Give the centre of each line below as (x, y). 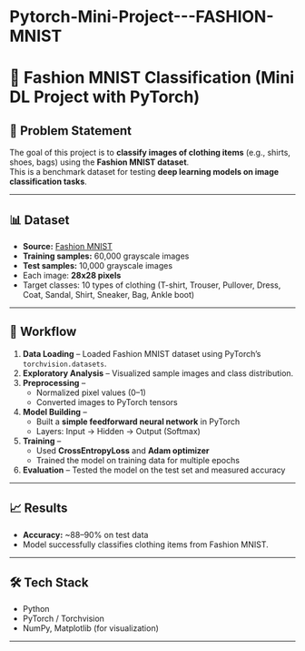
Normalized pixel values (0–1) (91, 392)
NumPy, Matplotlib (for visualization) (90, 628)
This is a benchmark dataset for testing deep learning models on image (144, 172)
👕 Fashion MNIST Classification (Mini (152, 78)
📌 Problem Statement (71, 131)
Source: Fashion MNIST (68, 246)
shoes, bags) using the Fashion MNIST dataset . (99, 162)
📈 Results (39, 509)
